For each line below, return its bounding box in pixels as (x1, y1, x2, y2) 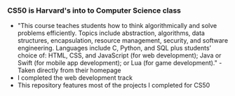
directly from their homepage (36, 66, 121, 75)
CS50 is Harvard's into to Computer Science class (7, 6, 181, 15)
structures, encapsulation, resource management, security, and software (17, 36, 229, 45)
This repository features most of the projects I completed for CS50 (17, 81, 210, 90)
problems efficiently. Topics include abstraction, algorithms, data (17, 29, 206, 37)
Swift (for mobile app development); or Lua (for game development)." (17, 59, 217, 67)
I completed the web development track (17, 74, 133, 82)
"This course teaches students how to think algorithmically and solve (17, 22, 217, 30)
